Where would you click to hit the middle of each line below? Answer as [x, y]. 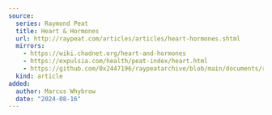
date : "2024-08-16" [49, 99]
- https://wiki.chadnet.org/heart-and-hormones [104, 53]
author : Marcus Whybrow [55, 91]
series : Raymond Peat [52, 23]
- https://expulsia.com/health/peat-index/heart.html [115, 62]
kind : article [39, 76]
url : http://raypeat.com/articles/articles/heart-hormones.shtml [128, 38]
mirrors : [30, 46]
